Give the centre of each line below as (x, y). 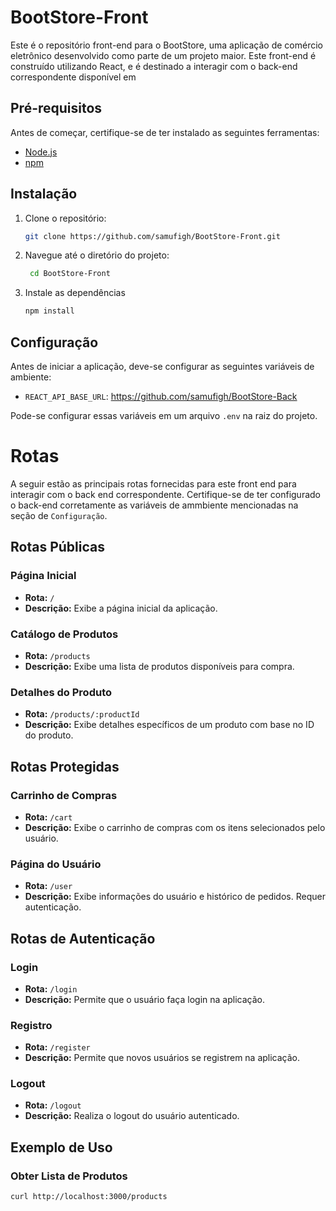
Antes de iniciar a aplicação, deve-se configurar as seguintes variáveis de (162, 366)
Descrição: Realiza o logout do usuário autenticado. (132, 1116)
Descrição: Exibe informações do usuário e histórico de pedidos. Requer (175, 897)
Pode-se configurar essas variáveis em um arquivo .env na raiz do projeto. (164, 415)
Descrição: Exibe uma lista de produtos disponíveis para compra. (159, 666)
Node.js (41, 152)
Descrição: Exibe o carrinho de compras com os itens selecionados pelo (175, 827)
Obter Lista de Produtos (69, 1176)
